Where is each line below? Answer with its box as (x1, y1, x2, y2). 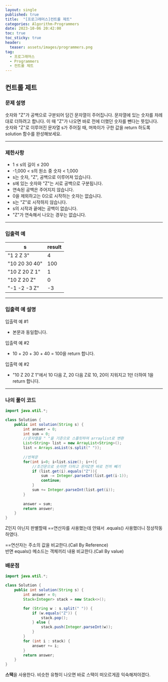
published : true (5, 12, 39, 17)
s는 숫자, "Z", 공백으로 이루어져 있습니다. (12, 174, 92, 180)
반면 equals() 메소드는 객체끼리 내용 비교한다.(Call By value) (5, 548, 124, 554)
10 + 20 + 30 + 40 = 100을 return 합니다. (12, 350, 95, 357)
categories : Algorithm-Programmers (5, 21, 79, 27)
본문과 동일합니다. (12, 329, 47, 335)
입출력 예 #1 (5, 318, 28, 324)
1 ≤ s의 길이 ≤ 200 (12, 162, 49, 168)
